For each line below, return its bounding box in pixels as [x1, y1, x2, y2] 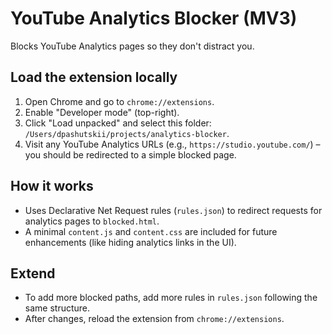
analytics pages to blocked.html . [24, 215, 160, 227]
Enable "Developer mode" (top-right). [24, 106, 180, 118]
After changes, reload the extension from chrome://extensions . [24, 313, 285, 325]
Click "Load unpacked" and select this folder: [24, 117, 212, 129]
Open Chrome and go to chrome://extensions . [24, 95, 215, 107]
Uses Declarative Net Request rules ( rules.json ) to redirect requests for [24, 204, 323, 216]
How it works [10, 178, 94, 195]
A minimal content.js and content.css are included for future [24, 225, 278, 237]
